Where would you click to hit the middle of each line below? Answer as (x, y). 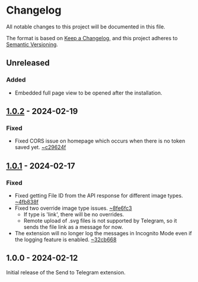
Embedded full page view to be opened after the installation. (88, 93)
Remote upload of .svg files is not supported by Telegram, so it (100, 221)
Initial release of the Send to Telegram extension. (66, 272)
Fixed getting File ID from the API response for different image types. (99, 195)
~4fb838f (27, 202)
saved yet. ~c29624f (40, 147)
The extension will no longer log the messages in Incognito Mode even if (103, 233)
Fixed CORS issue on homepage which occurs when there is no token (100, 141)
